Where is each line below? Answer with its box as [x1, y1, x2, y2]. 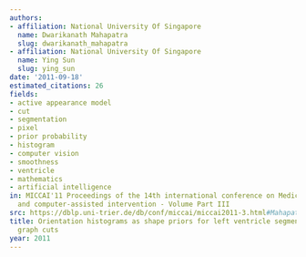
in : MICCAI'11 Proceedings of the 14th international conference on [9, 191, 275, 200]
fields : [9, 89, 39, 98]
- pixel [9, 124, 39, 133]
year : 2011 [9, 233, 51, 242]
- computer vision [9, 149, 79, 158]
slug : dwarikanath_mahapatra [17, 38, 128, 48]
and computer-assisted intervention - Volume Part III [17, 200, 230, 210]
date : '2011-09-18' [9, 73, 84, 82]
